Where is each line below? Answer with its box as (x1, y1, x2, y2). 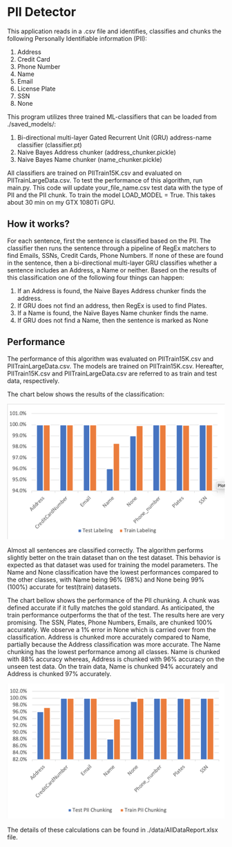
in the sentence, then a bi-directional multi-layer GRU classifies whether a (7, 259, 217, 267)
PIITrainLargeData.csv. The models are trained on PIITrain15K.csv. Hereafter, (7, 362, 224, 370)
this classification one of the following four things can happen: (7, 273, 185, 281)
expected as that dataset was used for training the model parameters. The (7, 561, 219, 569)
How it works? (7, 218, 70, 230)
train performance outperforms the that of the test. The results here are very (7, 611, 224, 619)
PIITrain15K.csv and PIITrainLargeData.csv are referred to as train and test (7, 369, 217, 378)
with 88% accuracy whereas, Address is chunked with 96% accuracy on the (7, 655, 225, 663)
